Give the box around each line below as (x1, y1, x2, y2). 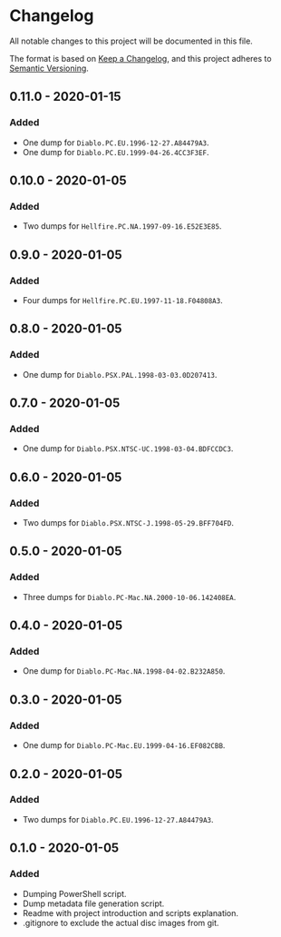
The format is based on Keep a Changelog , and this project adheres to (9, 53, 272, 64)
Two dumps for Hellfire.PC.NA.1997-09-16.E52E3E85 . (22, 221, 222, 232)
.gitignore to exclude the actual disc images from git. (22, 917, 219, 928)
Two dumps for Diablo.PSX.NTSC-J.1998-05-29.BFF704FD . (22, 518, 234, 528)
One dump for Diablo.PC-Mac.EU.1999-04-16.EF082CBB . (22, 740, 226, 751)
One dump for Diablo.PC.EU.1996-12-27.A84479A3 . (22, 137, 210, 148)
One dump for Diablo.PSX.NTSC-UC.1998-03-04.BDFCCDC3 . (22, 443, 234, 454)
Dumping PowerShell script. (22, 888, 127, 899)
